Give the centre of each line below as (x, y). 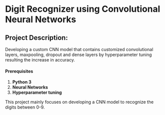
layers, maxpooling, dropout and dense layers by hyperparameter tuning (79, 55)
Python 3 (22, 82)
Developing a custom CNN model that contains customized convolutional (79, 49)
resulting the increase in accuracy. (40, 60)
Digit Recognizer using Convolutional (83, 9)
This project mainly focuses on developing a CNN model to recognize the (79, 102)
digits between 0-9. (25, 107)
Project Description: (36, 38)
